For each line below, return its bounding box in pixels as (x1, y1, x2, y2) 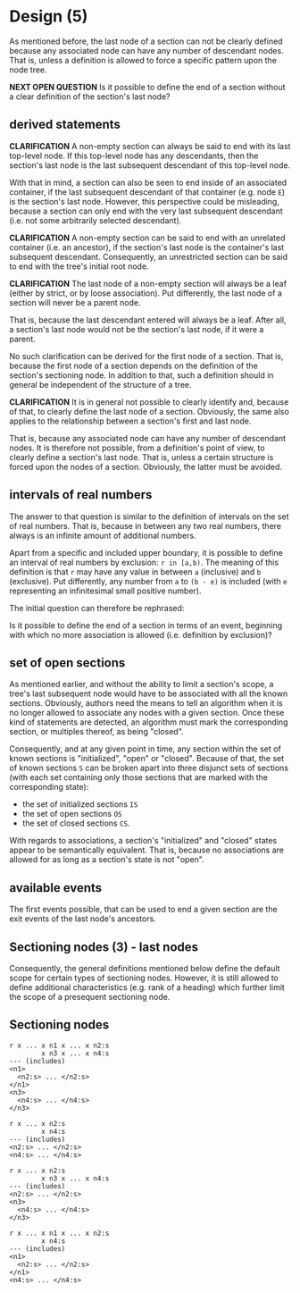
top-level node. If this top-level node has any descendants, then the (9, 150, 259, 161)
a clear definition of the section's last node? (9, 91, 171, 102)
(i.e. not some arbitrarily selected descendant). (9, 214, 182, 225)
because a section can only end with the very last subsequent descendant (9, 206, 283, 216)
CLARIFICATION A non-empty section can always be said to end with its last (9, 140, 291, 151)
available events (9, 880, 103, 895)
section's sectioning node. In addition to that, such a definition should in (9, 369, 274, 381)
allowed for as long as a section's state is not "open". (9, 854, 204, 865)
